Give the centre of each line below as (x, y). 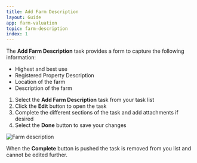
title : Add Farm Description (42, 12)
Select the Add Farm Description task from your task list (84, 100)
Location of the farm (40, 82)
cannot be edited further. (37, 155)
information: (21, 58)
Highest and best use (41, 69)
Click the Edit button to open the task (61, 106)
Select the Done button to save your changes (70, 125)
